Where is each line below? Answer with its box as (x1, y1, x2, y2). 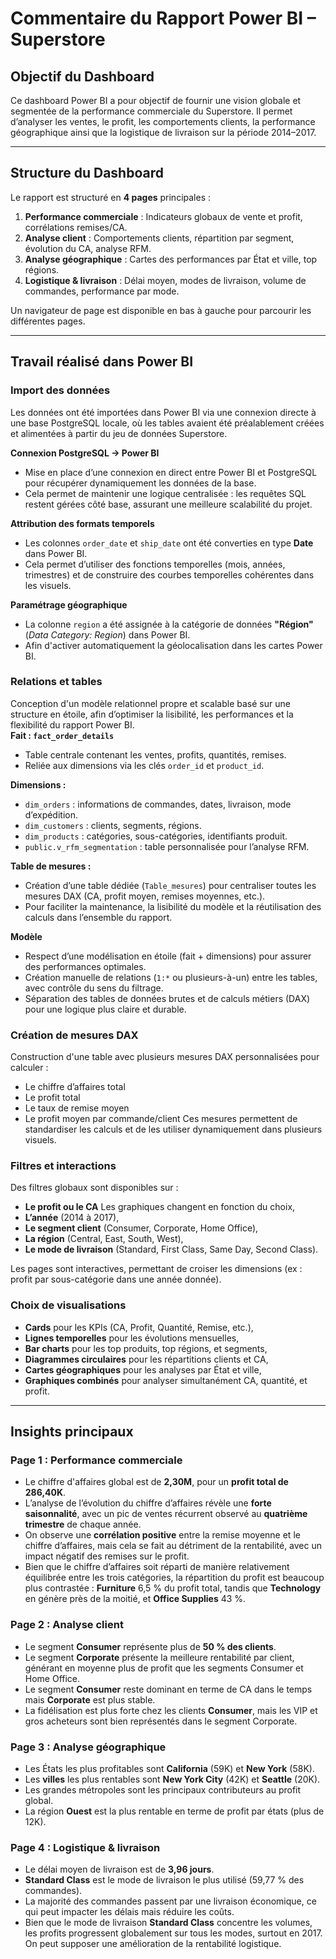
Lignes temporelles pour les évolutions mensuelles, (24, 1332, 240, 1344)
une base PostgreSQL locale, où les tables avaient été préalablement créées (10, 417, 325, 429)
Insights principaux (10, 1423, 134, 1441)
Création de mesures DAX (10, 1028, 139, 1042)
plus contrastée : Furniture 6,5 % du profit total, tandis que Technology (24, 1582, 322, 1594)
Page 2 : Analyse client (10, 1618, 124, 1632)
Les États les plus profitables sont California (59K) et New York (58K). (24, 1762, 315, 1774)
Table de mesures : (10, 860, 92, 872)
